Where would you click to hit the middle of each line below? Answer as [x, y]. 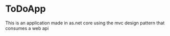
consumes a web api [27, 28]
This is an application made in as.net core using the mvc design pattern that [85, 23]
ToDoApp [26, 9]
